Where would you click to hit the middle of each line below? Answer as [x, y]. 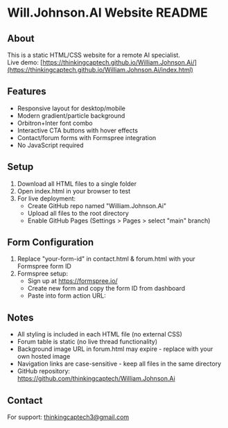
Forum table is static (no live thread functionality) [87, 342]
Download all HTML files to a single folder [77, 183]
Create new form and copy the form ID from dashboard [106, 289]
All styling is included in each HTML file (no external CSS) [99, 334]
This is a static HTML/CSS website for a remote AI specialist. [94, 55]
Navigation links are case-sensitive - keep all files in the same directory [119, 364]
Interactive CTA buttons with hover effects [78, 130]
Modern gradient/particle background [71, 115]
